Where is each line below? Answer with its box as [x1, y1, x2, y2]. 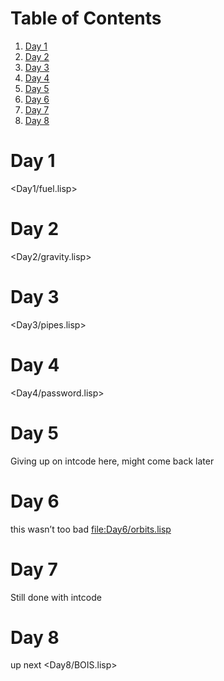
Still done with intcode [10, 591, 102, 603]
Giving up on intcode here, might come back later [10, 455, 215, 467]
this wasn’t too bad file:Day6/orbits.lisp [10, 523, 172, 535]
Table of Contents [10, 7, 162, 30]
